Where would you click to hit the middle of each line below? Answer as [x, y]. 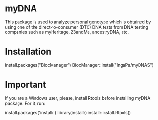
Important [26, 85]
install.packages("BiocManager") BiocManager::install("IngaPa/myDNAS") [79, 65]
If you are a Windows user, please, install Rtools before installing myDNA [78, 98]
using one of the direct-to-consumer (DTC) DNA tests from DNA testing [77, 27]
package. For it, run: [25, 103]
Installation [28, 52]
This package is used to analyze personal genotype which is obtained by [78, 22]
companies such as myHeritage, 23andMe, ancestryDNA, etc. [67, 32]
